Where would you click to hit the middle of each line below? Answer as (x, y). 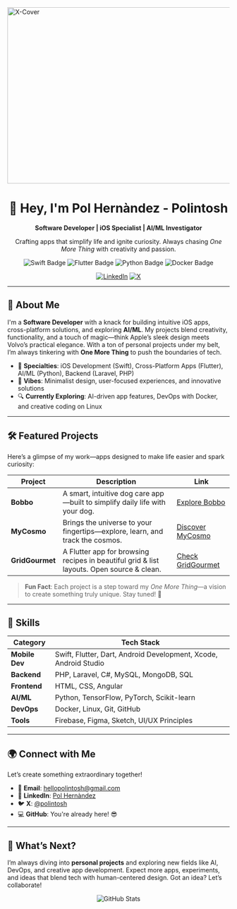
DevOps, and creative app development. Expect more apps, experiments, (114, 870)
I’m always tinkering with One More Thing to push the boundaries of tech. (115, 352)
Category (29, 642)
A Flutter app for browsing (106, 551)
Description (116, 481)
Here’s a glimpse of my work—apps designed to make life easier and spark (116, 456)
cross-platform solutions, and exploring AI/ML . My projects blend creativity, (117, 329)
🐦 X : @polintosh (42, 804)
